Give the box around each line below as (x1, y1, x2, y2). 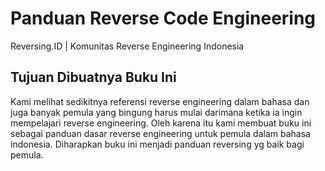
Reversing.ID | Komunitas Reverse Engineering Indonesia (10, 40, 245, 52)
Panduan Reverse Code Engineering (10, 7, 317, 30)
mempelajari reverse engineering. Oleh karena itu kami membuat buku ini (10, 117, 312, 129)
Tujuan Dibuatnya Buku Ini (10, 69, 177, 86)
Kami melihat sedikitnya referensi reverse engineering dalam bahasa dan (10, 95, 310, 107)
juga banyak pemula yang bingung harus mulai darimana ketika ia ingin (10, 106, 303, 118)
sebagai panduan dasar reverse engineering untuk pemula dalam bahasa (10, 127, 311, 139)
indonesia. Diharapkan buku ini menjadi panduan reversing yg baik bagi (10, 138, 305, 150)
